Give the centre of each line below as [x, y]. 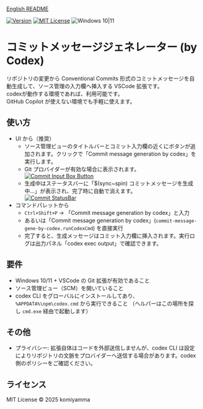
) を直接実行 [108, 228]
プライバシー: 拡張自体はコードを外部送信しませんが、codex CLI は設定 [105, 348]
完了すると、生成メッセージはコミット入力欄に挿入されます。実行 [107, 236]
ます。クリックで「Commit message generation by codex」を [119, 154]
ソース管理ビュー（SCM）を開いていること [69, 288]
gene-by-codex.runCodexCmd [59, 228]
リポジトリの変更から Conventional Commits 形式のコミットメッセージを [98, 78]
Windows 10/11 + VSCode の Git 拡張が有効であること [82, 280]
